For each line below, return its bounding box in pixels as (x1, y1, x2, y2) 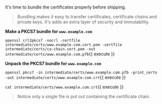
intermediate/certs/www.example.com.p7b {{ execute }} (5, 51, 115, 57)
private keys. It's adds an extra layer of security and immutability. (17, 19, 150, 25)
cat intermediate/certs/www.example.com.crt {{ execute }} (5, 84, 124, 90)
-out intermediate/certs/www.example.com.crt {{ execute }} (5, 74, 126, 80)
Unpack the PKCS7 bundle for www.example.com (5, 61, 101, 66)
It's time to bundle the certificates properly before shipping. (5, 4, 127, 10)
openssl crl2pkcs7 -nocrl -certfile (5, 38, 80, 43)
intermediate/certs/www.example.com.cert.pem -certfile (5, 42, 122, 47)
